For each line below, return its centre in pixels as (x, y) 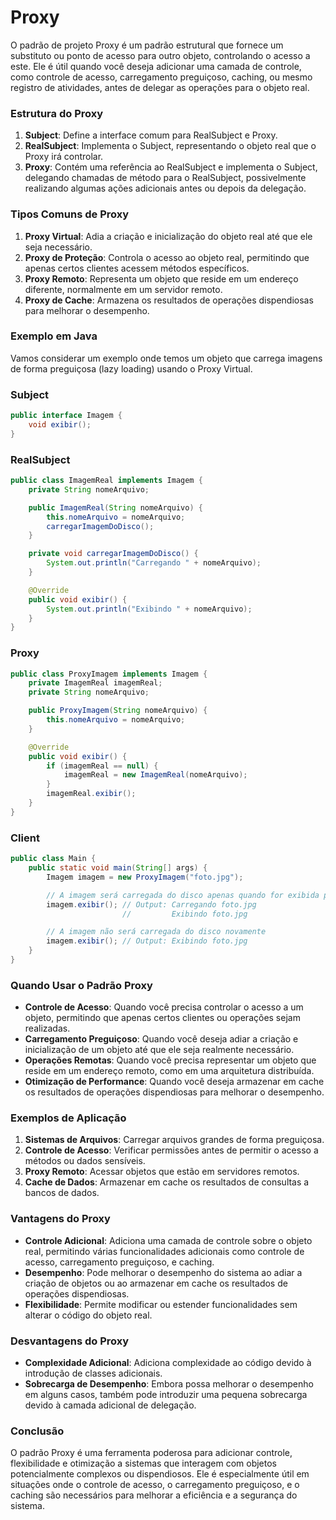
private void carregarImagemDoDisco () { (113, 554)
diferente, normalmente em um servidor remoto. (123, 289)
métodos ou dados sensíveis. (85, 1161)
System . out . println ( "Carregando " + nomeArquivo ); (154, 563)
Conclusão (37, 1431)
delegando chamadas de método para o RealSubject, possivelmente (165, 178)
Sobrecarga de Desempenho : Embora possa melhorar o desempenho (169, 1384)
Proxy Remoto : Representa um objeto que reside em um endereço (161, 278)
